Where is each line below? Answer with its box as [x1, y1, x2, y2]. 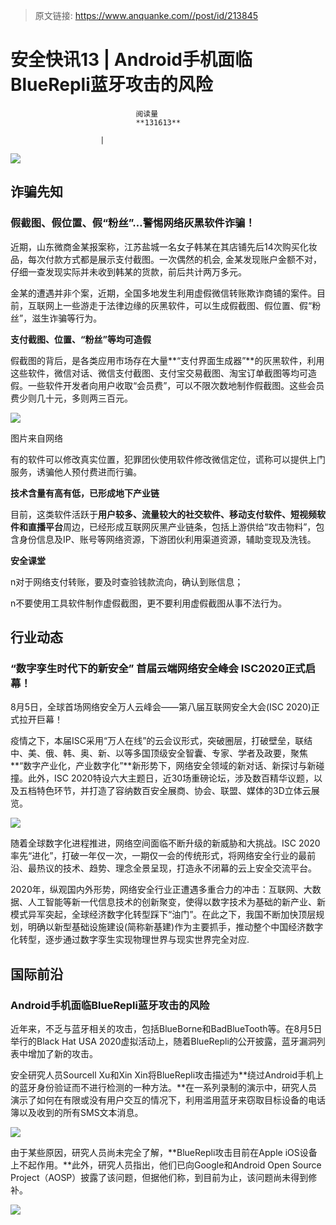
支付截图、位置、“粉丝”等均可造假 [10, 333, 152, 345]
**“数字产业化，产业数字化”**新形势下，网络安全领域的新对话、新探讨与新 [10, 760, 317, 772]
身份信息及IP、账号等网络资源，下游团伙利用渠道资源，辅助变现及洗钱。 [18, 533, 317, 545]
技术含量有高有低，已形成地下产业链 [10, 487, 160, 499]
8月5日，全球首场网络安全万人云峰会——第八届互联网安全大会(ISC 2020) [10, 701, 312, 713]
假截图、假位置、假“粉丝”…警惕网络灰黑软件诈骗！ [10, 216, 256, 230]
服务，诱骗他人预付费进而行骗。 [10, 465, 142, 478]
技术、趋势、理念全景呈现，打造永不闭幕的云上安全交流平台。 [62, 862, 317, 874]
